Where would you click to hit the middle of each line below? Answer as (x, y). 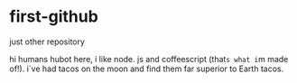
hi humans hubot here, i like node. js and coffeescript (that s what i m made (149, 59)
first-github (54, 17)
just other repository (47, 41)
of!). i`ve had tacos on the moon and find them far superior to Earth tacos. (147, 69)
